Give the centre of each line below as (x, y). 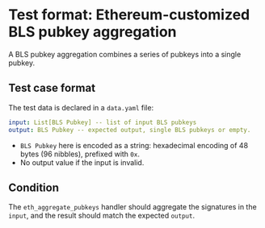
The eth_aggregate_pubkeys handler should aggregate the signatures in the (132, 207)
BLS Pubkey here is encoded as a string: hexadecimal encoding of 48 (134, 145)
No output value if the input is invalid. (82, 162)
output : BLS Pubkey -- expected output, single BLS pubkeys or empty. (130, 130)
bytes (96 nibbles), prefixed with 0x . (80, 154)
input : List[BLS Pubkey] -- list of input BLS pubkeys (103, 122)
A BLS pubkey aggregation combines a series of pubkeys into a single (125, 54)
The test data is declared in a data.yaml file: (81, 107)
